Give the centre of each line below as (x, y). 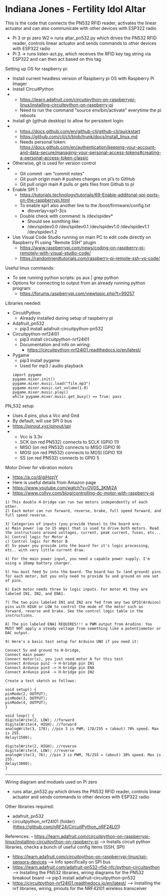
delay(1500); (19, 737)
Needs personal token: (43, 142)
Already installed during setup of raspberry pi (66, 318)
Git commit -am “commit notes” (52, 173)
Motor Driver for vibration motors (39, 467)
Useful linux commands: (30, 268)
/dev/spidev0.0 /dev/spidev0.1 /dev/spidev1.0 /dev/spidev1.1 (88, 226)
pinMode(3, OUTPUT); (27, 698)
